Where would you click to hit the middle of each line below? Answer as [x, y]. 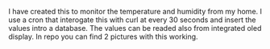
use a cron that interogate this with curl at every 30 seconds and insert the [132, 20]
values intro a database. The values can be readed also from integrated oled [135, 28]
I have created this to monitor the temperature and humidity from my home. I [135, 11]
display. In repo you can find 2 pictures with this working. [104, 36]
